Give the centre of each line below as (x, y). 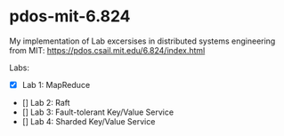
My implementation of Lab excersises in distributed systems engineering (142, 41)
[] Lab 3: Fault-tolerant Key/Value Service (98, 112)
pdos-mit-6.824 (70, 16)
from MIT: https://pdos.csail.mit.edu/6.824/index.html (107, 50)
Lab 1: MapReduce (56, 84)
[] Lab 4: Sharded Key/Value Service (89, 121)
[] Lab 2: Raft (46, 103)
